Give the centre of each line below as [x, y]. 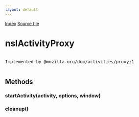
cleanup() [17, 109]
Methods [19, 82]
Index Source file [22, 23]
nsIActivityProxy [40, 43]
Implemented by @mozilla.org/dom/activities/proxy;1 [70, 61]
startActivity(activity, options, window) [53, 95]
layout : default [22, 10]
